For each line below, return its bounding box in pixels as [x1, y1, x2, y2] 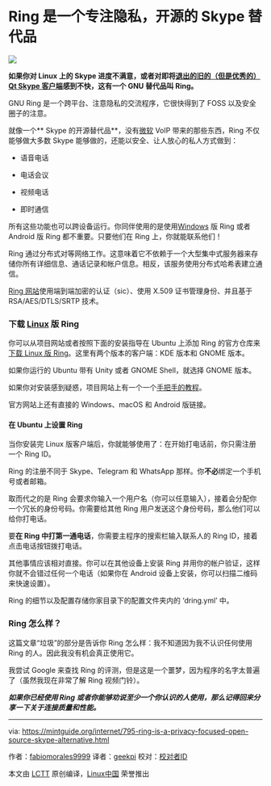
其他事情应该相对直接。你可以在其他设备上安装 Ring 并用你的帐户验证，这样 [8, 558, 261, 568]
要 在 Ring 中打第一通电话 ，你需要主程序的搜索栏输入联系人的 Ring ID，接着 [8, 531, 258, 541]
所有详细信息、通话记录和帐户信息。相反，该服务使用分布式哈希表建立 [22, 258, 256, 268]
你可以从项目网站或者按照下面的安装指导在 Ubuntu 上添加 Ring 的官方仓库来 [8, 338, 261, 348]
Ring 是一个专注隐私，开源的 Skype [8, 7, 245, 26]
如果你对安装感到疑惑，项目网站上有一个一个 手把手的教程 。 [8, 383, 206, 393]
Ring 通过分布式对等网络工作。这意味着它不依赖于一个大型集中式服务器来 [8, 248, 252, 258]
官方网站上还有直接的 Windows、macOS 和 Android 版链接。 [8, 400, 211, 410]
